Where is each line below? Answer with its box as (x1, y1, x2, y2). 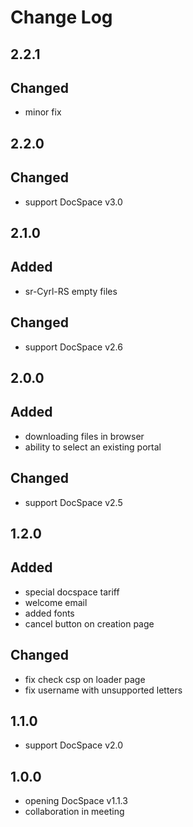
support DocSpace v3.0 (24, 196, 123, 208)
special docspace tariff (24, 586, 120, 598)
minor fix (24, 106, 62, 118)
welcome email (24, 596, 88, 608)
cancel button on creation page (24, 617, 155, 630)
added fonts (24, 607, 75, 619)
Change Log (10, 6, 113, 29)
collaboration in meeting (24, 806, 125, 818)
